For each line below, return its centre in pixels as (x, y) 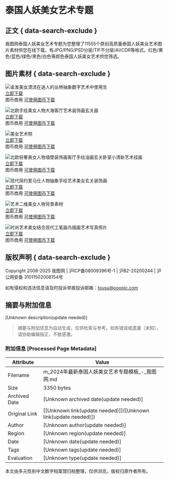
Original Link (23, 414)
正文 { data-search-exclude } (51, 31)
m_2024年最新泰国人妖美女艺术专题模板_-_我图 (100, 371)
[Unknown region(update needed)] (85, 433)
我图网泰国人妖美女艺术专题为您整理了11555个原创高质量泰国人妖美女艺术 (81, 44)
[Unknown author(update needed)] (85, 425)
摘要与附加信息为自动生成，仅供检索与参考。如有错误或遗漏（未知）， (89, 328)
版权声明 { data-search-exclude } (58, 258)
